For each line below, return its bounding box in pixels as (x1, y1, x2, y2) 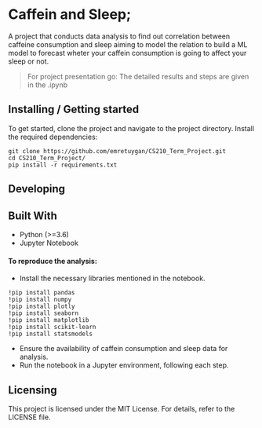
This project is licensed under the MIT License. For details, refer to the (8, 404, 235, 413)
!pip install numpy (8, 296, 72, 304)
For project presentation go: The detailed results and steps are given (27, 71, 249, 81)
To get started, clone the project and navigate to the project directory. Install (8, 123, 255, 133)
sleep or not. (8, 57, 49, 66)
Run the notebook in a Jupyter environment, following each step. (19, 360, 229, 370)
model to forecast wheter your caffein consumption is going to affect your (8, 48, 247, 57)
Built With (8, 209, 57, 222)
